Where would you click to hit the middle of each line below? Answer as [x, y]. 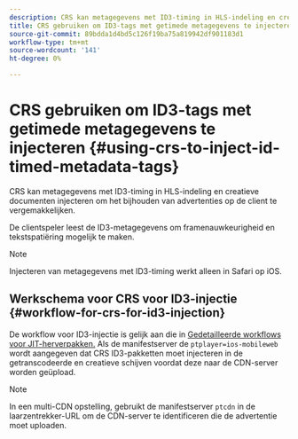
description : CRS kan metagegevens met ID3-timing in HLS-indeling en [142, 17]
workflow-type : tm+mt [49, 42]
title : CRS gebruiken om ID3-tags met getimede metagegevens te [130, 26]
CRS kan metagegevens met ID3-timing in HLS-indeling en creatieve [134, 191]
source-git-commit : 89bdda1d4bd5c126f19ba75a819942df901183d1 [126, 34]
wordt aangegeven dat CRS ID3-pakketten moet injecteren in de [126, 353]
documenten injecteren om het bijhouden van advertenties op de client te [143, 200]
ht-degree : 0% [35, 59]
